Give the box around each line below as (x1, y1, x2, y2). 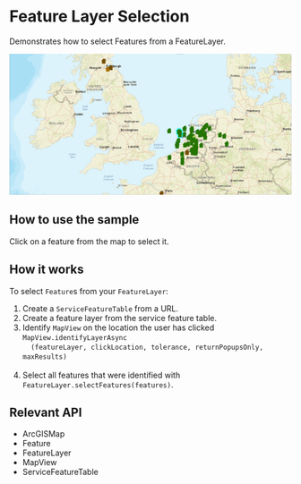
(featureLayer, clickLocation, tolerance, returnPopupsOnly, (30, 343, 264, 352)
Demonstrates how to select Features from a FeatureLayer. (9, 36, 226, 47)
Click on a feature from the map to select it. (9, 235, 169, 247)
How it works (9, 262, 84, 277)
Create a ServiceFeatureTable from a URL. (21, 302, 179, 314)
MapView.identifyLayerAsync (21, 333, 127, 342)
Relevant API (9, 404, 82, 420)
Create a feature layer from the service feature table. (21, 312, 218, 323)
